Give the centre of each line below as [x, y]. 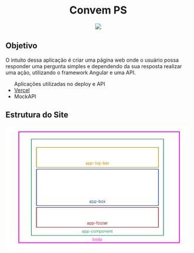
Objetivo [21, 46]
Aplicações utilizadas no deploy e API [59, 84]
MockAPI [25, 96]
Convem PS [98, 10]
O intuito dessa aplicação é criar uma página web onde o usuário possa [92, 60]
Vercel [22, 90]
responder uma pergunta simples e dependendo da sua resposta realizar [94, 66]
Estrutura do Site [37, 115]
